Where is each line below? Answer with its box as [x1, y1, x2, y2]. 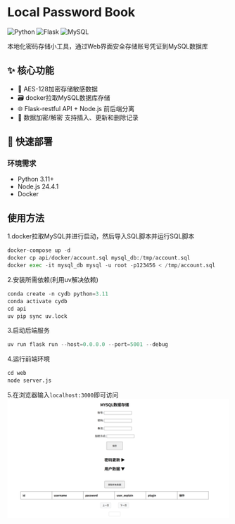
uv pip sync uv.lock [7, 312, 68, 320]
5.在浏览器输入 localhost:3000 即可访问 [7, 391, 119, 399]
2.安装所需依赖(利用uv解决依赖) [7, 275, 99, 283]
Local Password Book [7, 4, 136, 20]
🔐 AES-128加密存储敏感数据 [17, 84, 99, 93]
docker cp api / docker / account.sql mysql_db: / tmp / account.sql [7, 255, 191, 262]
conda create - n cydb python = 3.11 [7, 290, 109, 298]
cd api [7, 305, 27, 312]
